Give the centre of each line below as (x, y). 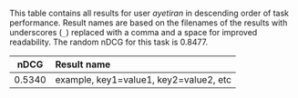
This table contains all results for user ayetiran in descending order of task (149, 13)
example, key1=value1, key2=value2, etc (144, 79)
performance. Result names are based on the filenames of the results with (149, 23)
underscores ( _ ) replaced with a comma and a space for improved (134, 32)
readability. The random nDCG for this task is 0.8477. (108, 42)
